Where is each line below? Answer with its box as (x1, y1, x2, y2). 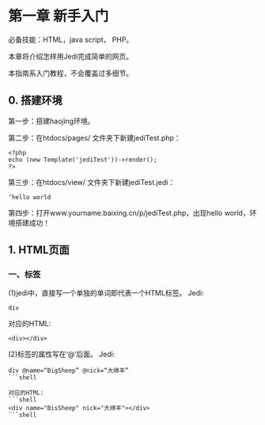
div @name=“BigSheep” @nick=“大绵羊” (8, 367, 129, 375)
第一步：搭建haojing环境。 (8, 116, 95, 126)
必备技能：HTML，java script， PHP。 (8, 35, 134, 44)
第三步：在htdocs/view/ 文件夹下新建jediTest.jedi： (8, 177, 176, 186)
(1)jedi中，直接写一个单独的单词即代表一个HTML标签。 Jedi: (8, 288, 204, 298)
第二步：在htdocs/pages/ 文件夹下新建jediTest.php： (8, 133, 181, 142)
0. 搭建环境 (8, 94, 62, 107)
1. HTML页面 (8, 243, 70, 257)
